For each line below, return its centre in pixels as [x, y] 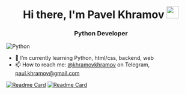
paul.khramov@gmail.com [47, 73]
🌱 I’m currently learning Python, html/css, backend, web [84, 58]
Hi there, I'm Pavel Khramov [94, 15]
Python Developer [101, 34]
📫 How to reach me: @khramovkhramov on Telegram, [82, 65]
